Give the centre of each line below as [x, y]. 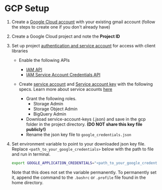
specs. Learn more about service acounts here [65, 89]
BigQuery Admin [50, 114]
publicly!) [36, 129]
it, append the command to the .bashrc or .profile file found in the [79, 177]
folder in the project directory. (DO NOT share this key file [84, 124]
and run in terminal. [31, 154]
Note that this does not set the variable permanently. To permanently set [84, 172]
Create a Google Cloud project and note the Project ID [66, 36]
